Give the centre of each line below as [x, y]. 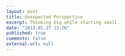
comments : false [26, 38]
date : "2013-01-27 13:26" [38, 28]
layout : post [22, 11]
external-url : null [30, 44]
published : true [26, 33]
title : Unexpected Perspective [45, 17]
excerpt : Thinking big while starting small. [63, 22]
